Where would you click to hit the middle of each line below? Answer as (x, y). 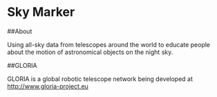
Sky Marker (41, 12)
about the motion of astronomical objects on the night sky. (90, 52)
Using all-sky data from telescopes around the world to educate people (109, 44)
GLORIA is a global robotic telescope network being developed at (100, 79)
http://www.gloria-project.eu (48, 86)
